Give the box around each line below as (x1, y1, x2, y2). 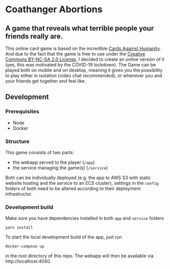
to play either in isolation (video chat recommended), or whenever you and (5, 72, 162, 79)
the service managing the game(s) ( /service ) (12, 164, 108, 170)
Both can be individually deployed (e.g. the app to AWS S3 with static (5, 175, 151, 181)
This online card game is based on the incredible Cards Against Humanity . (5, 45, 161, 52)
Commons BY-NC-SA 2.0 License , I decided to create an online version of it (5, 56, 165, 62)
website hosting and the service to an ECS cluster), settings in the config (5, 180, 159, 186)
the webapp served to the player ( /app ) (12, 159, 95, 165)
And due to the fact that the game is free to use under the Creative (5, 51, 145, 57)
